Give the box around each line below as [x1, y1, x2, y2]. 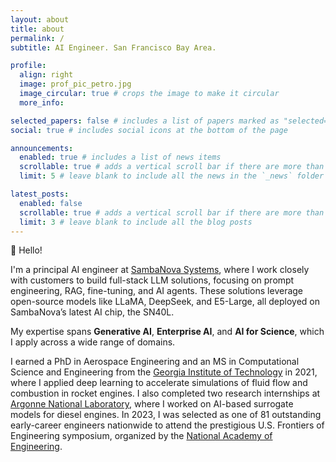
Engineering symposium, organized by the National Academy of [10, 430, 273, 442]
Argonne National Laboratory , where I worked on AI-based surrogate [10, 398, 294, 410]
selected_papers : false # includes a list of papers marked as [10, 116, 280, 126]
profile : [10, 61, 47, 71]
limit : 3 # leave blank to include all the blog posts [19, 217, 253, 227]
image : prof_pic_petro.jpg [19, 79, 132, 90]
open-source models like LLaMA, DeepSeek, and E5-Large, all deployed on [10, 296, 320, 308]
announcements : [10, 143, 74, 153]
